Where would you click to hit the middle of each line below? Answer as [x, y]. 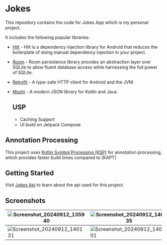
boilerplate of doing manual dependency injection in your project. [79, 52]
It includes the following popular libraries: [47, 37]
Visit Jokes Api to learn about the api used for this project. [65, 185]
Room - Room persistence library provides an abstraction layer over [82, 62]
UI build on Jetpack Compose [50, 124]
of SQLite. [23, 72]
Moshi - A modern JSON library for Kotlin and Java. [65, 91]
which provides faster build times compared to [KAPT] [61, 158]
